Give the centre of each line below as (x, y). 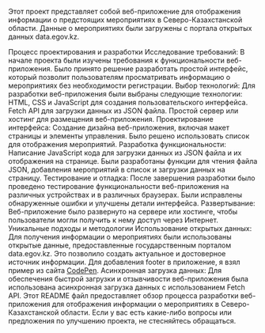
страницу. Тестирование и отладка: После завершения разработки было (132, 178)
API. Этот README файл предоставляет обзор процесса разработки (123, 295)
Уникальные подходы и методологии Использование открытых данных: (130, 228)
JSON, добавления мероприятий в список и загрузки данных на (117, 170)
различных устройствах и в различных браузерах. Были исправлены (125, 195)
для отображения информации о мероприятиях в (136, 304)
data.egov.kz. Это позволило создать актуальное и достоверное (117, 254)
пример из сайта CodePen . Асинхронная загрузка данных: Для (115, 271)
